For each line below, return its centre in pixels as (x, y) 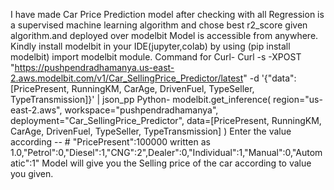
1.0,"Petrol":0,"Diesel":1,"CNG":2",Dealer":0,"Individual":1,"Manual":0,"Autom (166, 152)
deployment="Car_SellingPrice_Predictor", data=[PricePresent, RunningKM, (166, 120)
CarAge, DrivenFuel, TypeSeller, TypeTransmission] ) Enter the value (151, 131)
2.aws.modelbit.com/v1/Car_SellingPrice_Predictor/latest (127, 78)
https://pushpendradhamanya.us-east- (94, 67)
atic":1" (25, 163)
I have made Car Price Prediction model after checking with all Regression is (167, 14)
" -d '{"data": (270, 78)
